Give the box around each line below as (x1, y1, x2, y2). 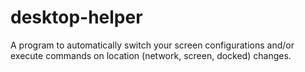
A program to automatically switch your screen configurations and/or (10, 39, 295, 51)
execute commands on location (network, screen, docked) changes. (10, 49, 292, 61)
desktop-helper (10, 6, 143, 29)
